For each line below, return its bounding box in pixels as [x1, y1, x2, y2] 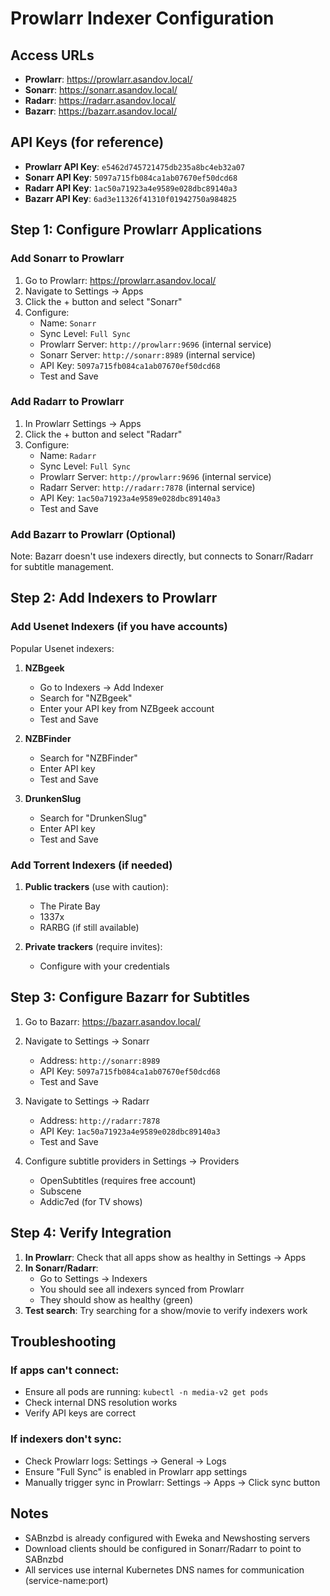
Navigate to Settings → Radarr [24, 1095, 150, 1107]
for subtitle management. [10, 561, 114, 573]
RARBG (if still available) [39, 922, 140, 934]
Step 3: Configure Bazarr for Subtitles [10, 989, 251, 1006]
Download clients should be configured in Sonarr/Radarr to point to [24, 1542, 302, 1554]
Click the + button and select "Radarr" [24, 428, 183, 440]
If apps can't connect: [10, 1363, 120, 1377]
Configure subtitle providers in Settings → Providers [24, 1155, 240, 1167]
